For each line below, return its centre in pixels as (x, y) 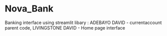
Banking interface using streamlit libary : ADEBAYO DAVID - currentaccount (83, 22)
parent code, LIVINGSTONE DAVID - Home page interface (65, 27)
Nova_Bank (29, 9)
